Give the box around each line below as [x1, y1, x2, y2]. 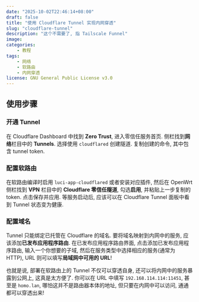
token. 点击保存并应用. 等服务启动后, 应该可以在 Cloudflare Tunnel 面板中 [6, 194, 185, 201]
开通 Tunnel [6, 118, 40, 126]
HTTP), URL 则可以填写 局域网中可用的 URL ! [6, 254, 112, 261]
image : [6, 36, 23, 42]
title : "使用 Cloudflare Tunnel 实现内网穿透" [6, 20, 116, 26]
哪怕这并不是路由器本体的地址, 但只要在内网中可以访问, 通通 [42, 282, 189, 289]
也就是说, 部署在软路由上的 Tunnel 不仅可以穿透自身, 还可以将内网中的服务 [6, 267, 188, 274]
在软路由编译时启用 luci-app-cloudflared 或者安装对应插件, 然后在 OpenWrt [6, 179, 193, 186]
